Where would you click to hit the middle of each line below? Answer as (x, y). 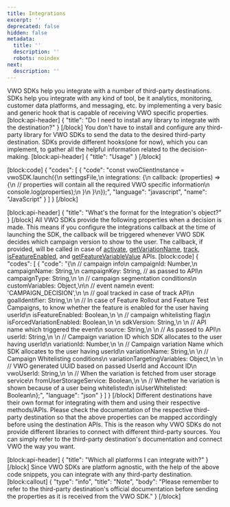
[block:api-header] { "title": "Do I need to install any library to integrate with (114, 120)
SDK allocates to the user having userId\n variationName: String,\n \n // (108, 351)
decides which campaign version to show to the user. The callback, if (105, 241)
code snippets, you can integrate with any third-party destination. (100, 474)
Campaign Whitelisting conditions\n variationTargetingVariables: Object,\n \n (115, 358)
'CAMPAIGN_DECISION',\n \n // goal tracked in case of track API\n (101, 292)
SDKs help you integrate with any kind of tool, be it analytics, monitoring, (110, 98)
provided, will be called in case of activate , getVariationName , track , (104, 249)
